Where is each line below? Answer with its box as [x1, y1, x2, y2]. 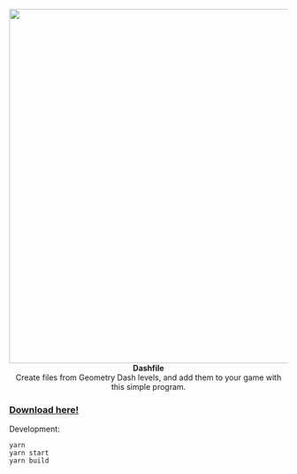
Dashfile [132, 363, 165, 373]
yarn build [9, 456, 49, 465]
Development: [9, 423, 60, 434]
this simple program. [110, 382, 187, 392]
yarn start [9, 448, 49, 458]
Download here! [9, 403, 80, 416]
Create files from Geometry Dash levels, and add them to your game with [15, 372, 282, 383]
